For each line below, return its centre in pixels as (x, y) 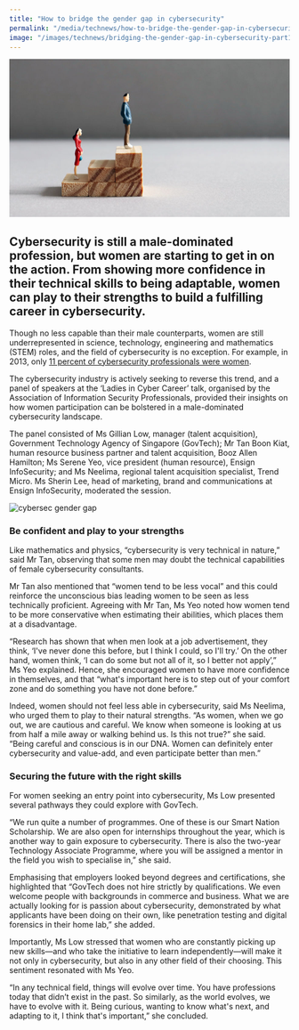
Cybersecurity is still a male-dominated (121, 242)
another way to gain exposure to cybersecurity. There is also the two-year (145, 841)
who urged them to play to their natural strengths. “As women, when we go (146, 715)
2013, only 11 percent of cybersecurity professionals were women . (130, 361)
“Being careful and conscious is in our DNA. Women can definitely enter (141, 743)
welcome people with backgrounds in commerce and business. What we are (149, 896)
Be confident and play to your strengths (97, 531)
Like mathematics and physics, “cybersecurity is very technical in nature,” (145, 550)
